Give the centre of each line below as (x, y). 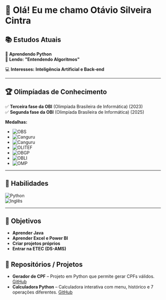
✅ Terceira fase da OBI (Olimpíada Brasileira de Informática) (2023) (74, 106)
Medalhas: (16, 122)
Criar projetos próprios (36, 243)
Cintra (18, 21)
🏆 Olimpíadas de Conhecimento (56, 92)
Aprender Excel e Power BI (40, 238)
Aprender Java (28, 233)
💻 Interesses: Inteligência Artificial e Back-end (55, 69)
